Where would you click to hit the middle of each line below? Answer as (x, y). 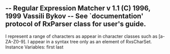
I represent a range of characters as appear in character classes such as (81, 36)
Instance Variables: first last (34, 47)
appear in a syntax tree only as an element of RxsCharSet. (91, 41)
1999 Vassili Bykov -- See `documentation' (74, 16)
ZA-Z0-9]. (16, 41)
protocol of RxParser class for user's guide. (76, 24)
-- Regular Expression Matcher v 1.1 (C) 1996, (78, 8)
